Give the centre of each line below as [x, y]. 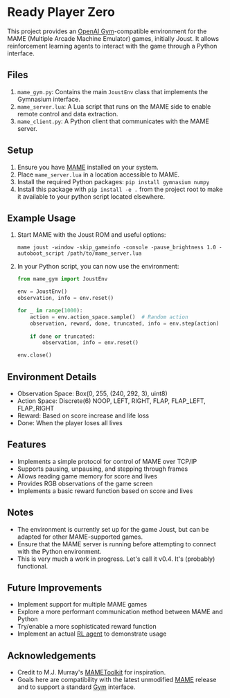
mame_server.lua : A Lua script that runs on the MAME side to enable [114, 106]
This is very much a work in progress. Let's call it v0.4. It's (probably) [116, 559]
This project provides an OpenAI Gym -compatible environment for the [107, 31]
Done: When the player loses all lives [70, 422]
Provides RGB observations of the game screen [85, 483]
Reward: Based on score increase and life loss [83, 415]
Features [27, 445]
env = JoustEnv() [42, 292]
